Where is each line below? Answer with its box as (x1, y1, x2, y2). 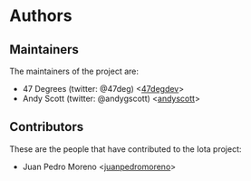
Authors (9, 5, 72, 26)
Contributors (9, 119, 84, 135)
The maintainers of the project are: (9, 65, 139, 76)
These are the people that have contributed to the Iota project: (9, 143, 242, 155)
